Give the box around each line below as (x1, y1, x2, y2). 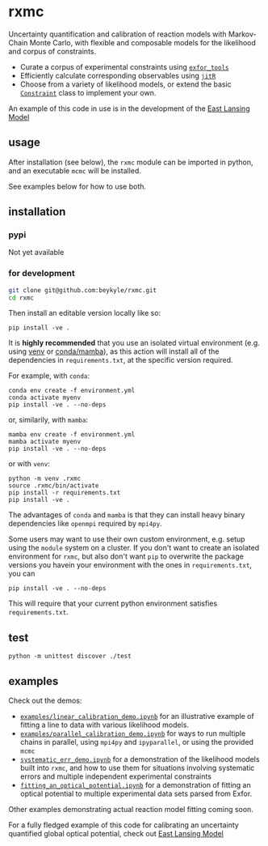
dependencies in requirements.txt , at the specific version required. (8, 355, 233, 365)
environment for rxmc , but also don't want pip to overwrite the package (8, 551, 244, 561)
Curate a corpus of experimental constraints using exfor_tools (19, 62, 229, 71)
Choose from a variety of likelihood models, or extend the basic (19, 79, 232, 89)
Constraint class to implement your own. (19, 87, 157, 97)
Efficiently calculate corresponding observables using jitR (19, 70, 216, 80)
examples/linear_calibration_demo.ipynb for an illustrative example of (19, 712, 254, 721)
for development (8, 268, 75, 279)
